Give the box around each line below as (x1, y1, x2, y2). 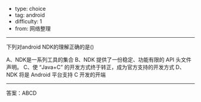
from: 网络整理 (14, 25, 51, 32)
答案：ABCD (6, 89, 37, 97)
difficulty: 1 (14, 18, 42, 25)
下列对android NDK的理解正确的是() (6, 43, 95, 50)
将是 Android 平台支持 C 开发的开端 (19, 71, 106, 78)
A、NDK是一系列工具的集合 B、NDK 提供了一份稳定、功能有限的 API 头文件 (6, 56, 192, 63)
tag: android (14, 11, 45, 19)
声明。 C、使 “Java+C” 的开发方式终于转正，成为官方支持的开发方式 (6, 64, 175, 71)
